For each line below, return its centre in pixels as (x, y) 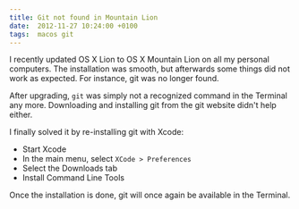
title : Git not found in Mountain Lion (84, 17)
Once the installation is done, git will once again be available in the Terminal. (150, 195)
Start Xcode (44, 149)
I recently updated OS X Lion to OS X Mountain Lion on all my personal (140, 60)
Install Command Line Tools (73, 178)
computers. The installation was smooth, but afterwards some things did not (150, 69)
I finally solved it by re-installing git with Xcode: (97, 132)
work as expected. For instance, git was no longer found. (114, 79)
